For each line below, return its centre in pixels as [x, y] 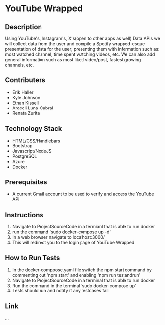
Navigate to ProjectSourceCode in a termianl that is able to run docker [83, 227]
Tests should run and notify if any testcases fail [60, 291]
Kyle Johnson [26, 97]
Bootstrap [22, 145]
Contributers [25, 80]
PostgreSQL [24, 156]
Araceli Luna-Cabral [33, 108]
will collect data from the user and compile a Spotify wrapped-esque [75, 44]
